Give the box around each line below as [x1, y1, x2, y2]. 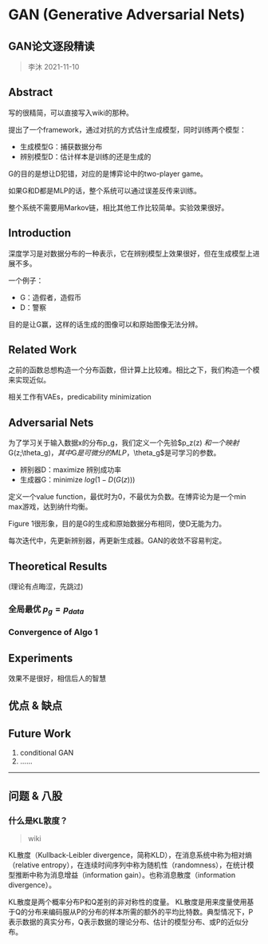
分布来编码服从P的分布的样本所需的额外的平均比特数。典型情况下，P [27, 906, 254, 916]
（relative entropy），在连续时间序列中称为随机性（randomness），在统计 [8, 860, 247, 870]
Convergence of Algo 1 [8, 627, 98, 638]
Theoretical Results [8, 559, 108, 573]
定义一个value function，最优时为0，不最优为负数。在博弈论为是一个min [8, 492, 246, 502]
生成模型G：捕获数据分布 [19, 141, 103, 151]
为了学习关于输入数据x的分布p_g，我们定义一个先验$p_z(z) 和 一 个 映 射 [8, 438, 239, 448]
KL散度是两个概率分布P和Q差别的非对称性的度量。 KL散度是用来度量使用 [8, 897, 247, 906]
